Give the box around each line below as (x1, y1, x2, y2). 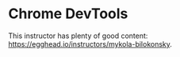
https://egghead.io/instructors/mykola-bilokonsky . (8, 39, 173, 48)
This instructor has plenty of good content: (8, 31, 148, 40)
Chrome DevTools (8, 5, 128, 23)
